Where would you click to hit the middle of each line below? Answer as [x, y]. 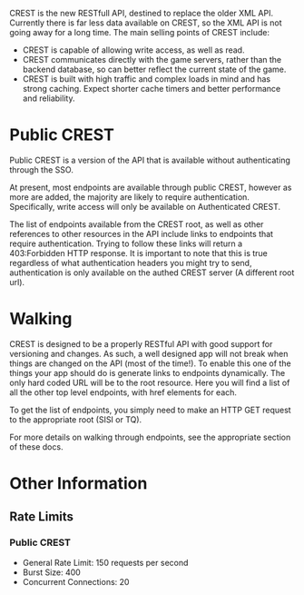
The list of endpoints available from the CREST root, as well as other [137, 224]
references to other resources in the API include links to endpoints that [142, 233]
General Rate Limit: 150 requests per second [105, 562]
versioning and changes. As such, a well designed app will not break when [149, 353]
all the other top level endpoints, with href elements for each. [123, 392]
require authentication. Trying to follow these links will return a [126, 243]
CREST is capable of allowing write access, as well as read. [133, 50]
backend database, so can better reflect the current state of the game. [154, 69]
